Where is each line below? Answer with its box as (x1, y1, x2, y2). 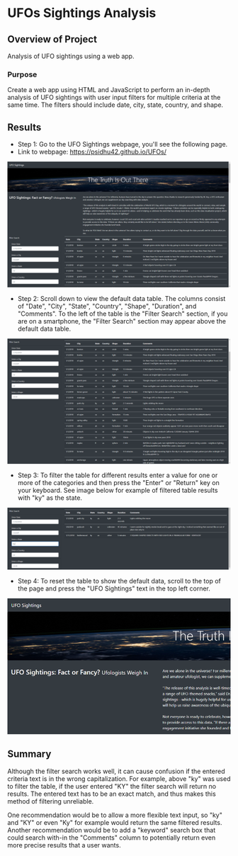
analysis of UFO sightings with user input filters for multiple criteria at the (7, 93, 221, 102)
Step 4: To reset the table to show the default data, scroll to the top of (17, 576, 221, 585)
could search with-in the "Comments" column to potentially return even (7, 833, 216, 842)
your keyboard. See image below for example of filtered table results (17, 486, 218, 495)
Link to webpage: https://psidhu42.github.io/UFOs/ (17, 147, 166, 156)
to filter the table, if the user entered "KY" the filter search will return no (7, 782, 217, 790)
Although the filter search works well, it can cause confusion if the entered (7, 767, 225, 775)
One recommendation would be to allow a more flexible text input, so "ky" (7, 811, 223, 819)
